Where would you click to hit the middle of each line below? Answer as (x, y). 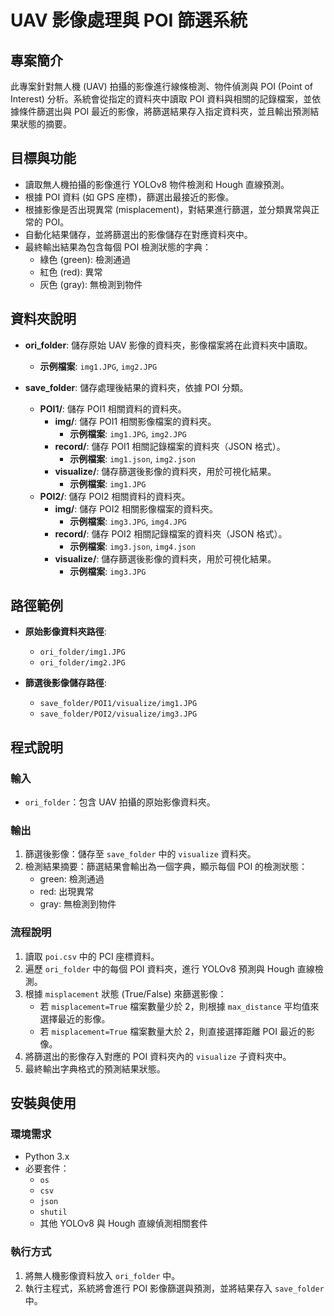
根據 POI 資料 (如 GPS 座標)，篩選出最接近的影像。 (129, 197)
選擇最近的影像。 (75, 1018)
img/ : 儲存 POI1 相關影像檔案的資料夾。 (135, 421)
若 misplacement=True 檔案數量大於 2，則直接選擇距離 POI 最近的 (173, 1031)
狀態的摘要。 (45, 124)
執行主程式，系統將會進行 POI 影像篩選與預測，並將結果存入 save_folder (174, 1288)
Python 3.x (47, 1157)
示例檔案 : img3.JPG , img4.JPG (128, 521)
